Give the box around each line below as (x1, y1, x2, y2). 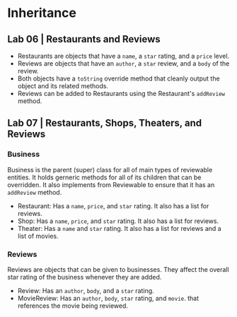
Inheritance (7, 5, 76, 21)
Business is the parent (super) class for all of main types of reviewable (7, 165, 213, 174)
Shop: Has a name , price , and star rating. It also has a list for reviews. (17, 217, 219, 225)
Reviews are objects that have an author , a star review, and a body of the (17, 59, 230, 68)
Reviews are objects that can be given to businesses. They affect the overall (7, 265, 229, 273)
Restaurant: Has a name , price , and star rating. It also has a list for (17, 201, 209, 210)
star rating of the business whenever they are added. (7, 273, 162, 281)
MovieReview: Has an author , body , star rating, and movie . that (17, 294, 200, 302)
